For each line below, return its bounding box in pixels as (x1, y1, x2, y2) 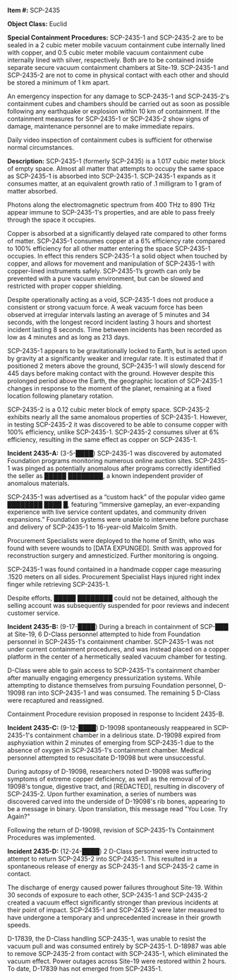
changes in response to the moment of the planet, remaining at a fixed (7, 384, 212, 393)
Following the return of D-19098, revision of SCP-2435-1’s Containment (7, 826, 214, 834)
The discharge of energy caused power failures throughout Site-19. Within (7, 883, 223, 892)
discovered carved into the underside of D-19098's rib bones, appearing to (7, 797, 226, 806)
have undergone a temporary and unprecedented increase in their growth (7, 914, 221, 921)
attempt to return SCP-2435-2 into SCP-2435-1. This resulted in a (7, 854, 197, 863)
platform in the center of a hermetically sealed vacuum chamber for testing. (7, 652, 227, 661)
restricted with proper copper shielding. (7, 282, 123, 290)
